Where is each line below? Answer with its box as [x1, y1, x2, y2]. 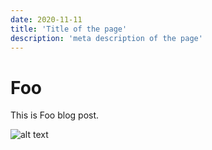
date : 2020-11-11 [10, 14, 83, 25]
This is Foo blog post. [10, 109, 100, 121]
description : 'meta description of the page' [10, 33, 203, 43]
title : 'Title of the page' [10, 24, 128, 34]
